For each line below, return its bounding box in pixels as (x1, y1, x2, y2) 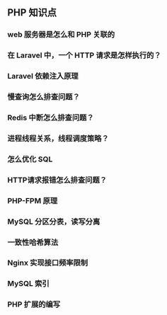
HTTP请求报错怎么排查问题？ (7, 175, 108, 185)
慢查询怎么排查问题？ (7, 92, 80, 102)
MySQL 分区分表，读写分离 (7, 217, 100, 227)
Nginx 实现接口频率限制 (7, 258, 88, 268)
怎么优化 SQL (7, 154, 53, 164)
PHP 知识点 (7, 6, 57, 19)
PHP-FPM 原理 (7, 195, 58, 205)
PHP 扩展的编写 (7, 299, 61, 309)
